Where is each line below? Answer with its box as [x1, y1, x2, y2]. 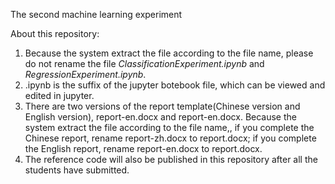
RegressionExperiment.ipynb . [24, 69, 147, 80]
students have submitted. [24, 164, 130, 176]
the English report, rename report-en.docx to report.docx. [24, 143, 263, 154]
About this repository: [10, 28, 100, 39]
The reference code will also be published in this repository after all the [24, 154, 318, 165]
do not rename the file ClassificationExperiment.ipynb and [24, 58, 265, 69]
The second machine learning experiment [10, 9, 183, 20]
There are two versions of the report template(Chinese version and [24, 100, 301, 112]
